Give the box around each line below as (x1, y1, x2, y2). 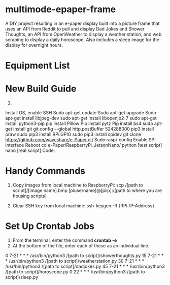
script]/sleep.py (5, 274, 39, 280)
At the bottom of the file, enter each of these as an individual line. (12, 242, 150, 248)
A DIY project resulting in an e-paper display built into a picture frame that (5, 20, 160, 26)
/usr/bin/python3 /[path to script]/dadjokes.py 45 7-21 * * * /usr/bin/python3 (5, 263, 165, 269)
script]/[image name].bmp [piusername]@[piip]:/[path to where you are (12, 187, 162, 194)
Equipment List (5, 60, 70, 72)
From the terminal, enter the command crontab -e (12, 237, 117, 243)
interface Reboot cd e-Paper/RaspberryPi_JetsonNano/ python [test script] (5, 142, 162, 148)
